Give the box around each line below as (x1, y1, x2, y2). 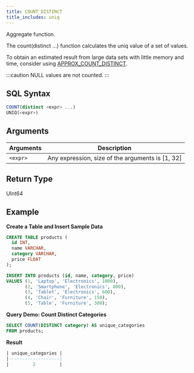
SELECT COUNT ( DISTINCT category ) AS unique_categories (6, 323, 145, 328)
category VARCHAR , (11, 251, 58, 257)
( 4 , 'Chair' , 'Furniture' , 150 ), (24, 295, 108, 301)
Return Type (6, 174, 53, 184)
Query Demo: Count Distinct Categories (6, 311, 107, 318)
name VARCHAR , (11, 245, 46, 251)
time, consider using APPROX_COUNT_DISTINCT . (6, 60, 128, 67)
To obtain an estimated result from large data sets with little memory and (6, 53, 184, 61)
